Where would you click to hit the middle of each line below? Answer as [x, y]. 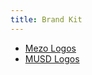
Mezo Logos [50, 48]
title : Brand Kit [46, 19]
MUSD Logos [52, 58]
